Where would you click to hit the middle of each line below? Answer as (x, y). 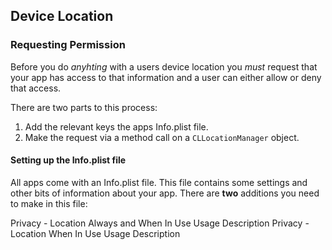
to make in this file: (49, 203)
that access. (36, 88)
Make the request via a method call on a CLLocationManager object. (162, 137)
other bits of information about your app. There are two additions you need (165, 193)
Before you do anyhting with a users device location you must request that (164, 66)
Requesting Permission (68, 45)
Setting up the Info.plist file (68, 160)
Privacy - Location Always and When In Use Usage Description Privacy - (160, 223)
